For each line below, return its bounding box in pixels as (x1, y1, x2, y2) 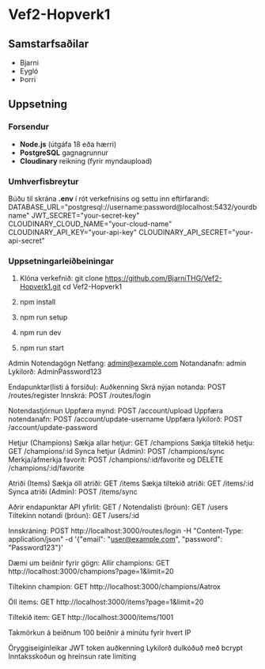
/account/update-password (8, 423, 98, 433)
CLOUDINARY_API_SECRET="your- (138, 227, 253, 236)
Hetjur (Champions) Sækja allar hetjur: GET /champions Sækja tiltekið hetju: (8, 438, 255, 448)
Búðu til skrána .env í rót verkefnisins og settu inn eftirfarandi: (8, 194, 210, 203)
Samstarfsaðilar (8, 37, 89, 51)
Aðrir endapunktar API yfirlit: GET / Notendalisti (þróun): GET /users (8, 502, 229, 512)
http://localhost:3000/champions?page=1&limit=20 (8, 567, 174, 576)
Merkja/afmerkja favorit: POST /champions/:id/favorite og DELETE (8, 455, 224, 464)
